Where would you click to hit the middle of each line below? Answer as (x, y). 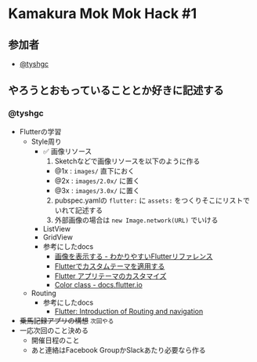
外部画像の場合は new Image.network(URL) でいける (136, 220)
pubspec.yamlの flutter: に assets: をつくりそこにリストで (152, 200)
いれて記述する (79, 210)
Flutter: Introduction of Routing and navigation (129, 311)
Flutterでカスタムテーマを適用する (110, 266)
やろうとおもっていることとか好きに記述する (116, 91)
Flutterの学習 (40, 131)
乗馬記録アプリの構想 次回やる (67, 320)
